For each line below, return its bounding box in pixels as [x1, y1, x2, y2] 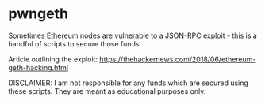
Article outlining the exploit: [8, 54, 98, 64]
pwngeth [8, 5, 69, 23]
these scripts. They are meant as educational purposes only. [8, 86, 206, 95]
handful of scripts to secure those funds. [8, 39, 142, 48]
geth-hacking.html [8, 62, 69, 72]
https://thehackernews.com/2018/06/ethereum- [98, 54, 256, 64]
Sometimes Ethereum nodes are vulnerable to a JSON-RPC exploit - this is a [8, 31, 258, 40]
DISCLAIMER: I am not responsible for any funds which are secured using [8, 78, 248, 87]
